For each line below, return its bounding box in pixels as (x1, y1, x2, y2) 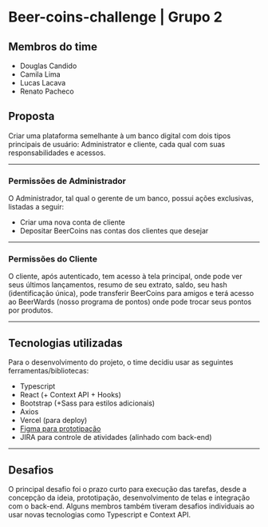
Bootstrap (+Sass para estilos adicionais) (19, 398, 156, 408)
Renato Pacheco (19, 86, 74, 96)
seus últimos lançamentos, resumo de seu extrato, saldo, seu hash (8, 280, 227, 289)
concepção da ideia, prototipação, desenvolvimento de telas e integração (8, 493, 250, 503)
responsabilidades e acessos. (8, 148, 106, 158)
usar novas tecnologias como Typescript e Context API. (8, 510, 191, 520)
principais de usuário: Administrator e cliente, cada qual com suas (8, 139, 226, 149)
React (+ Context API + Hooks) (19, 390, 122, 400)
